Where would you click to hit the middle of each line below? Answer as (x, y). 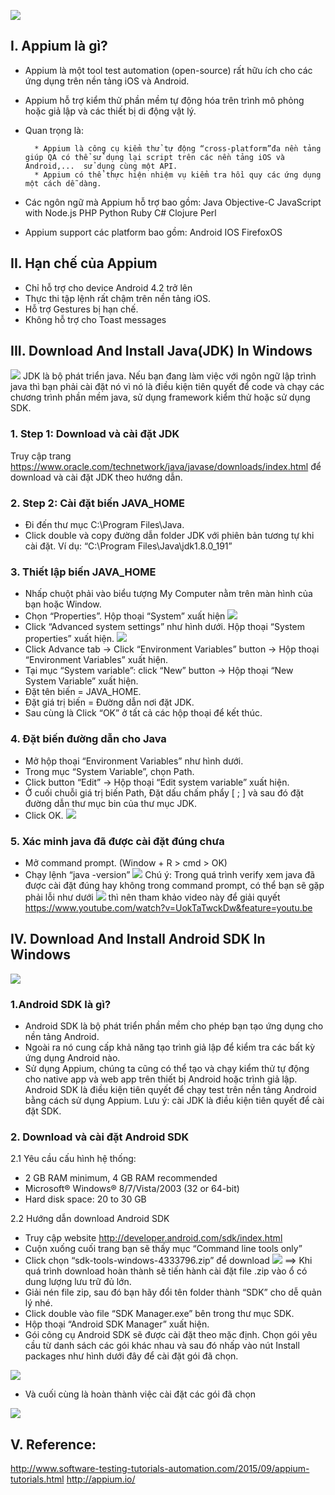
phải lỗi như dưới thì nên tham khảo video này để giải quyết (152, 897)
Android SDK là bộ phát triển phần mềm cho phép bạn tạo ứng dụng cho (174, 1026)
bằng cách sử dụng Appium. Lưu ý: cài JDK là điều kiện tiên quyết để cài (174, 1101)
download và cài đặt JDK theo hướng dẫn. (96, 477)
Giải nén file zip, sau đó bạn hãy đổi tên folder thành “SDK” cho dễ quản (173, 1292)
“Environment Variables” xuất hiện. (96, 660)
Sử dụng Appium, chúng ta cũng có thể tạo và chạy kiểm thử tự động (167, 1069)
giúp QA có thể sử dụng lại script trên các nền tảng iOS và (155, 157)
